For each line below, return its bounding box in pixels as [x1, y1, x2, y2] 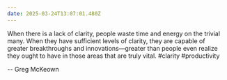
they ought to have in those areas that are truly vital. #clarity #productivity [7, 51, 220, 60]
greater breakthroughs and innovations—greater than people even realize [7, 44, 218, 52]
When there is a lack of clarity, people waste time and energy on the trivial [7, 29, 221, 38]
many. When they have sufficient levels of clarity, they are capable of [7, 36, 205, 45]
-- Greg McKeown [7, 65, 59, 73]
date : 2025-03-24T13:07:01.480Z [7, 10, 101, 17]
